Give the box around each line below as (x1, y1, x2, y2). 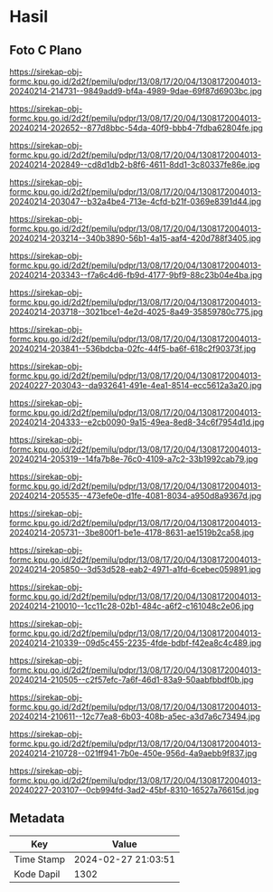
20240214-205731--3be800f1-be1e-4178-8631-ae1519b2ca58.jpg (9, 527, 255, 538)
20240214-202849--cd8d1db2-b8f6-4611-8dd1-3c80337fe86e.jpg (9, 159, 260, 169)
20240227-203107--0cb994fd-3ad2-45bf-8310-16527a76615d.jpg (9, 785, 259, 795)
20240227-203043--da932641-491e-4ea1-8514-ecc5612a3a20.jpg (9, 380, 262, 390)
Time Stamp (14, 853, 66, 866)
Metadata (9, 810, 65, 826)
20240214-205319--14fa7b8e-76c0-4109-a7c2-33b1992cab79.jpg (9, 454, 259, 464)
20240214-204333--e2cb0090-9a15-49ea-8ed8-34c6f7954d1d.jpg (9, 417, 265, 427)
